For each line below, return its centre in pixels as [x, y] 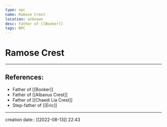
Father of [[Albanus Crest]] [40, 95]
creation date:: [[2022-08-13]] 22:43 [43, 120]
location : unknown [24, 19]
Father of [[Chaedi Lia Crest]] [42, 100]
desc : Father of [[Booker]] [34, 24]
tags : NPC [15, 28]
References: [24, 77]
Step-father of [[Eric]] [35, 105]
